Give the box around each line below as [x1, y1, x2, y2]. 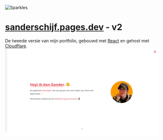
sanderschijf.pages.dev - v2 [5, 22, 122, 33]
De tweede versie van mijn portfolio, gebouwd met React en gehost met [5, 38, 150, 43]
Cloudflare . [5, 43, 28, 49]
